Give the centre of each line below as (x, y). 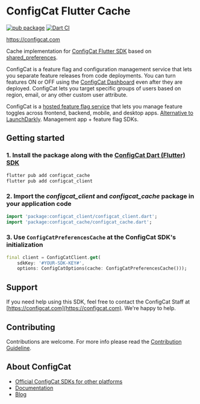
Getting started (36, 138)
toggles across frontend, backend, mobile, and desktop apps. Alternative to (100, 113)
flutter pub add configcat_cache (48, 175)
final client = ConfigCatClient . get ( (54, 257)
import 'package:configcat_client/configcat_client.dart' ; (82, 216)
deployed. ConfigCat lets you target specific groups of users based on (94, 88)
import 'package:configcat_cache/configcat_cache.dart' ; (79, 222)
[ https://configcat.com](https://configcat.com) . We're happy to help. (91, 308)
